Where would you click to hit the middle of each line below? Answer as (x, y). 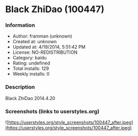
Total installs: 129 (31, 69)
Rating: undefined (31, 63)
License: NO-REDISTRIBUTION (45, 52)
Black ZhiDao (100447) (55, 9)
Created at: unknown (35, 42)
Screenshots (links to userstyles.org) (52, 111)
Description (20, 87)
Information (20, 25)
